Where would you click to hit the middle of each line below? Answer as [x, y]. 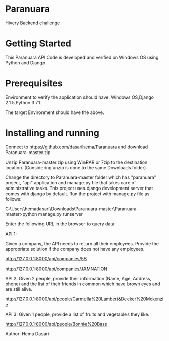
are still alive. [19, 289]
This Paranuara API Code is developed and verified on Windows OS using [82, 57]
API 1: [11, 234]
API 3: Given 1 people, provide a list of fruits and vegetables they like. [77, 314]
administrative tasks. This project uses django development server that [79, 188]
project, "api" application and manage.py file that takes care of [71, 182]
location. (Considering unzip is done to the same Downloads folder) [76, 167]
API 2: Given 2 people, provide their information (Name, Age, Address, [78, 278]
